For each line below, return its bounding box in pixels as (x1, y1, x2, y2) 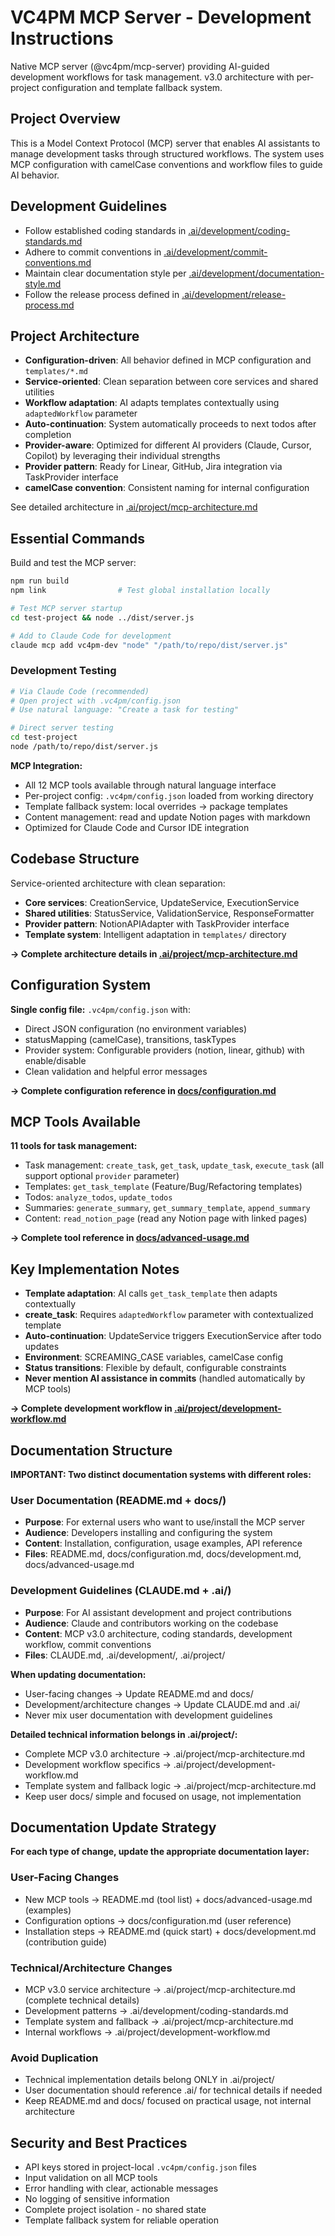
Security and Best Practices (10, 2134, 188, 2151)
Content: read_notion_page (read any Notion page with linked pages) (24, 1212, 308, 1225)
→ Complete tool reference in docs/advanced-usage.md (10, 1232, 250, 1244)
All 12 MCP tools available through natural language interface (24, 779, 277, 791)
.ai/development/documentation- (188, 267, 325, 279)
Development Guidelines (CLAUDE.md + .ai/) (10, 1584, 232, 1598)
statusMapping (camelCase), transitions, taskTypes (24, 1033, 237, 1045)
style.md (24, 277, 62, 290)
